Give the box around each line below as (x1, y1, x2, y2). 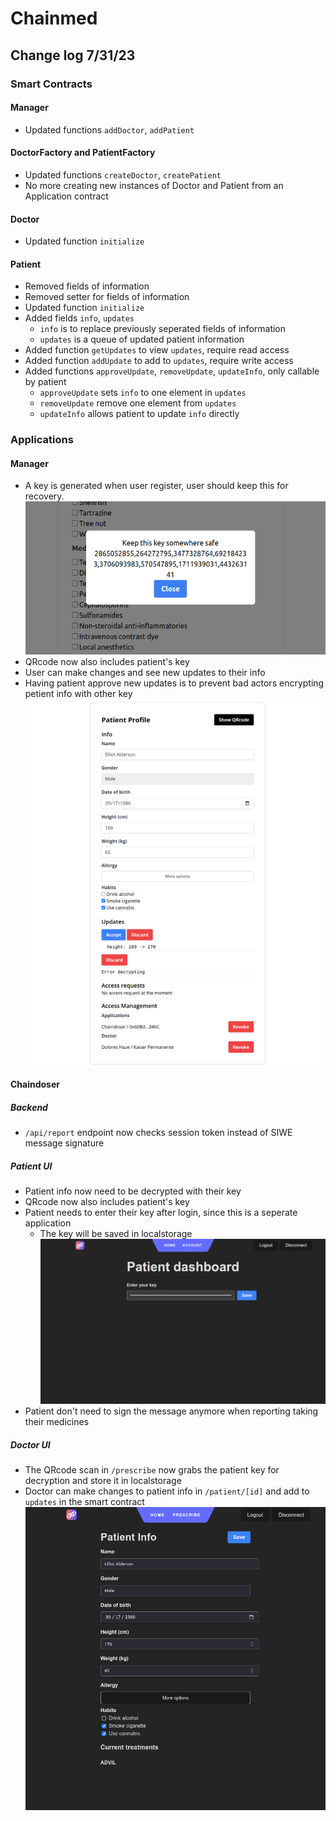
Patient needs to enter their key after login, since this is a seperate (24, 1207, 298, 1219)
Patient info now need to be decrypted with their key (24, 1185, 242, 1197)
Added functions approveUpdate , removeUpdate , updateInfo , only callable (24, 365, 320, 377)
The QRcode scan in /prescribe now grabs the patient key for (24, 1464, 280, 1476)
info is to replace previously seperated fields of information (39, 323, 287, 335)
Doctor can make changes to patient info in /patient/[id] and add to (24, 1485, 310, 1497)
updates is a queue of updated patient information (39, 333, 245, 346)
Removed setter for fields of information (24, 291, 190, 303)
